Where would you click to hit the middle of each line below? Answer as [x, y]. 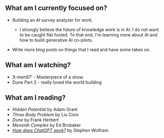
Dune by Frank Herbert [35, 120]
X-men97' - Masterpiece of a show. [48, 77]
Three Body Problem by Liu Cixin [45, 115]
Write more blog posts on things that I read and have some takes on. [81, 49]
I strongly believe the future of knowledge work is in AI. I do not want [89, 30]
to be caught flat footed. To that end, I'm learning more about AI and [88, 34]
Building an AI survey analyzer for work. [53, 20]
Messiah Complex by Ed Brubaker [46, 125]
